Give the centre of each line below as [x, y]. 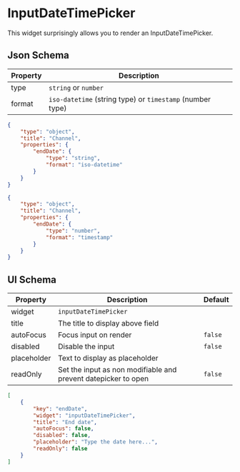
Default [216, 300]
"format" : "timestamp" [79, 237]
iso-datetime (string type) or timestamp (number [130, 99]
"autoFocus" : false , [64, 429]
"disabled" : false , [62, 436]
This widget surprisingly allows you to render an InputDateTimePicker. [110, 33]
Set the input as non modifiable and [117, 370]
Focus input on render [95, 335]
